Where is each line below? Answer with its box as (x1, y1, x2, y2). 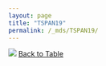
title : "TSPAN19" (8, 19, 67, 27)
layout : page (8, 11, 52, 20)
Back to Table (18, 49, 64, 59)
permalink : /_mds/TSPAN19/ (8, 26, 99, 34)
